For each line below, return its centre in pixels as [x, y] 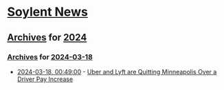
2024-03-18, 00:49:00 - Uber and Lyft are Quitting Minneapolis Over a [117, 71]
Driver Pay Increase [45, 79]
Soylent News [47, 12]
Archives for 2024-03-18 [50, 57]
